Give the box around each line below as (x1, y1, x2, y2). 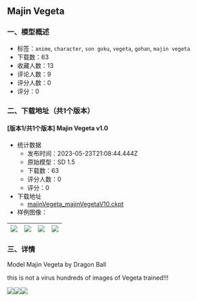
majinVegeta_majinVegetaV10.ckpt (27, 200, 124, 208)
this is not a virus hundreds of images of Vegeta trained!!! (7, 274, 169, 282)
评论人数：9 (16, 70, 51, 78)
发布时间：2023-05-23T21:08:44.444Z (27, 149, 138, 157)
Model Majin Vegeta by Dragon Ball (7, 261, 107, 269)
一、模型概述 (7, 27, 50, 37)
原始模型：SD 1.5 (27, 158, 75, 166)
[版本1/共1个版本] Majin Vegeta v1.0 (7, 124, 109, 132)
